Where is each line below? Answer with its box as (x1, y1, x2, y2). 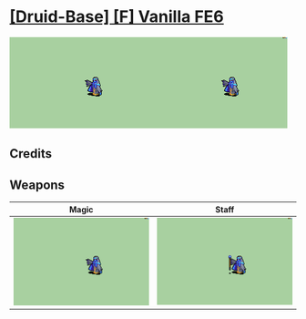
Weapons (9, 177, 66, 192)
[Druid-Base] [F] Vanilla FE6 (9, 6, 225, 27)
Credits (9, 146, 53, 161)
